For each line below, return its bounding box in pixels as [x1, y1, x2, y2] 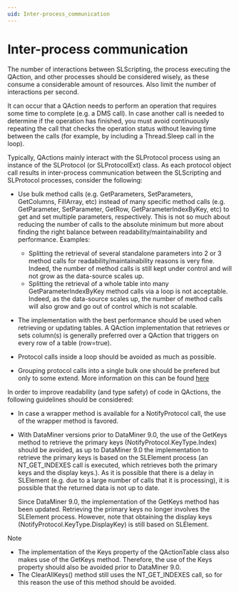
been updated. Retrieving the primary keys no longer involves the [17, 504, 210, 514]
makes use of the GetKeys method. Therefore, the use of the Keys [17, 555, 213, 563]
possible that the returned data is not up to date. [17, 483, 161, 492]
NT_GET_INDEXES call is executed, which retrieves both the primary [17, 461, 218, 469]
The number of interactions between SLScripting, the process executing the [7, 65, 230, 73]
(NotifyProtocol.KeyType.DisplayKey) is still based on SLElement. [17, 520, 209, 529]
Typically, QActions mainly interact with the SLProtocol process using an [7, 153, 220, 161]
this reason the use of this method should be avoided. [17, 578, 176, 586]
